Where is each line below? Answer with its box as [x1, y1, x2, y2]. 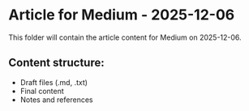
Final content [19, 86, 65, 96]
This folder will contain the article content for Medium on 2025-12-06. [8, 32, 242, 42]
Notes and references [19, 95, 93, 105]
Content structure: [8, 56, 105, 70]
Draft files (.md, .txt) [19, 77, 88, 87]
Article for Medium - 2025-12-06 [8, 6, 235, 24]
